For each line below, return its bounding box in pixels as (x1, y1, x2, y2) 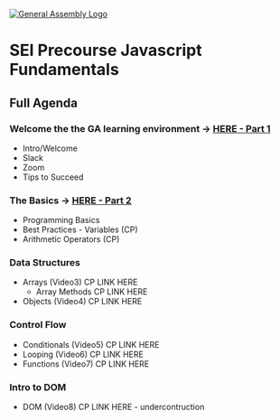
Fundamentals (9, 60, 119, 80)
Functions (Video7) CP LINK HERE (22, 358, 150, 369)
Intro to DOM (9, 380, 67, 393)
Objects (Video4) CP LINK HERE (22, 296, 143, 307)
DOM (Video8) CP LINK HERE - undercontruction (22, 402, 205, 413)
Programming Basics (22, 215, 100, 226)
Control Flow (9, 319, 67, 331)
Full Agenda (9, 95, 79, 110)
